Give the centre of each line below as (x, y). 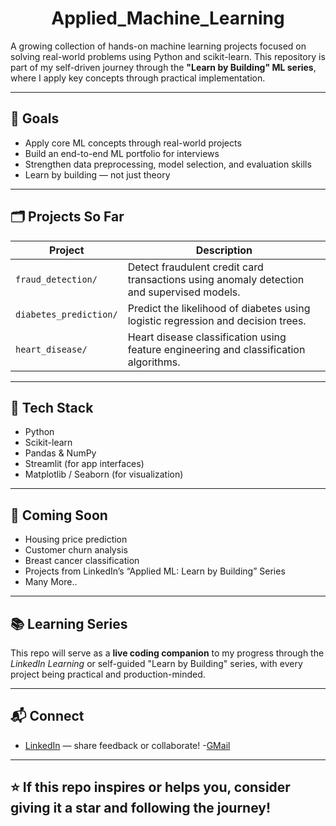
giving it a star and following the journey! (141, 808)
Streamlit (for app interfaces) (84, 464)
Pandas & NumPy (60, 453)
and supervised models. (184, 292)
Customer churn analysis (76, 550)
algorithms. (154, 362)
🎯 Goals (35, 118)
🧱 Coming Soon (59, 515)
